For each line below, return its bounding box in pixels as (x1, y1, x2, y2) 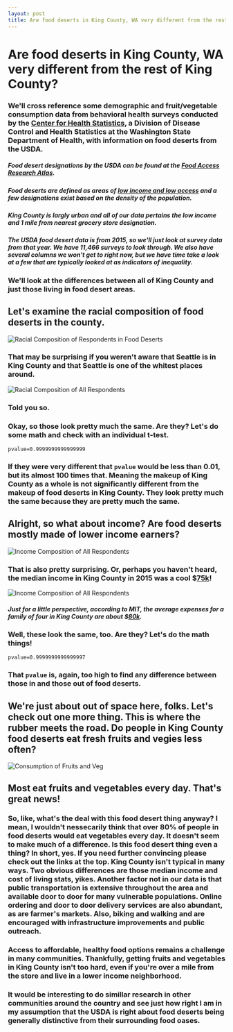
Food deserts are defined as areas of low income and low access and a (8, 186, 217, 194)
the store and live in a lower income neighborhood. (8, 971, 182, 981)
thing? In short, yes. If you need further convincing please (8, 848, 207, 858)
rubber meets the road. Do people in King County (8, 722, 224, 734)
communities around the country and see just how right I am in (8, 999, 223, 1008)
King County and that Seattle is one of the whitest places (8, 361, 203, 371)
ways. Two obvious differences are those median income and (8, 865, 218, 875)
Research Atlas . (8, 169, 55, 177)
